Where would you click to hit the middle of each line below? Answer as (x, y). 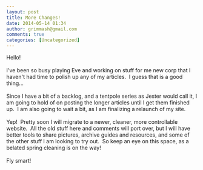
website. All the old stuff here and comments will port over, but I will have (98, 128)
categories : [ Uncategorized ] (43, 40)
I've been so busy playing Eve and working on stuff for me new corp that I (98, 70)
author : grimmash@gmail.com (42, 29)
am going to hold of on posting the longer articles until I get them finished (98, 103)
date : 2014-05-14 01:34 (36, 23)
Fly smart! (19, 161)
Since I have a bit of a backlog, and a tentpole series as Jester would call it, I (102, 96)
